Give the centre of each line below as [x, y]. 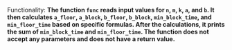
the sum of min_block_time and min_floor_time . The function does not [108, 32]
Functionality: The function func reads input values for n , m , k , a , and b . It [111, 10]
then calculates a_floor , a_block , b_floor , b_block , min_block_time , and [110, 17]
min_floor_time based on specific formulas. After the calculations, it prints [116, 24]
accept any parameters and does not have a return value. [91, 39]
